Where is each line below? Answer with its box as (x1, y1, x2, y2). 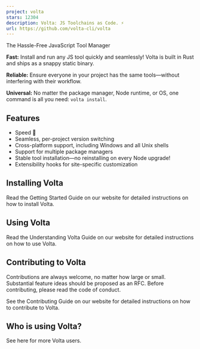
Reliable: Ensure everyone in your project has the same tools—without (6, 71, 180, 78)
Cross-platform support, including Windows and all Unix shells (14, 142, 169, 149)
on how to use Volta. (6, 240, 57, 247)
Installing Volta (6, 178, 64, 189)
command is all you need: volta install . (6, 96, 107, 103)
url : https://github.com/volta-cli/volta (6, 25, 111, 32)
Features (6, 113, 40, 123)
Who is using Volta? (6, 321, 82, 331)
